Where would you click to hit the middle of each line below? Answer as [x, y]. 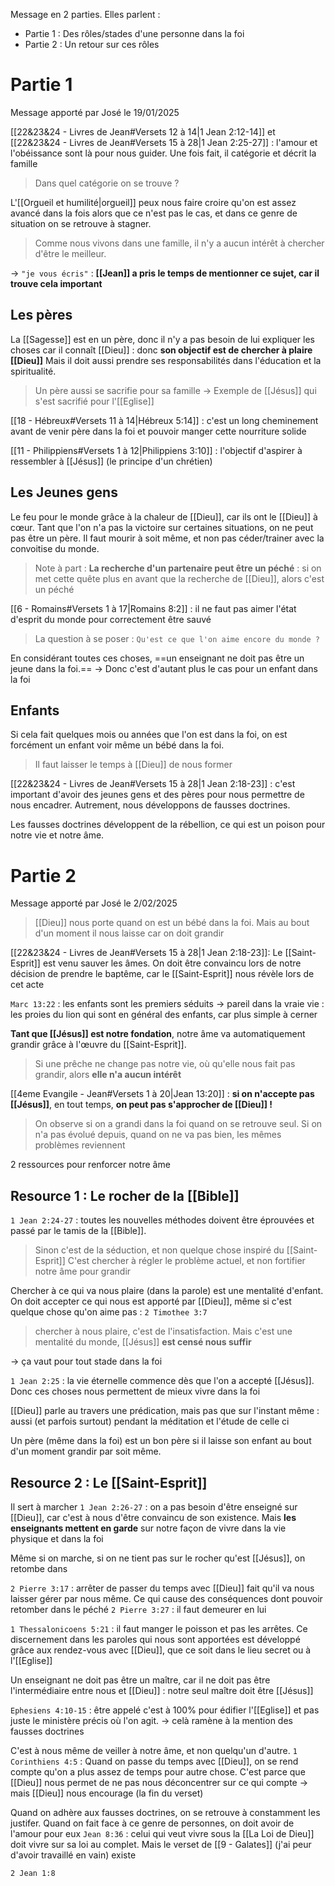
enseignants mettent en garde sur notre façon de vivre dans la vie [148, 1528]
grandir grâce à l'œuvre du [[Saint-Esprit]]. [98, 1045]
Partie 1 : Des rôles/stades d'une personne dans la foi [134, 33]
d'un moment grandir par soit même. [86, 1451]
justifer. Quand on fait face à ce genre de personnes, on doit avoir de [152, 1823]
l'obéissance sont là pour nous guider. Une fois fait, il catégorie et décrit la [163, 153]
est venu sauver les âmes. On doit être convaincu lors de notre [172, 963]
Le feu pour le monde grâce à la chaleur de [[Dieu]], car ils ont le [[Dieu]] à [164, 516]
